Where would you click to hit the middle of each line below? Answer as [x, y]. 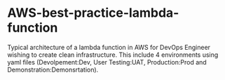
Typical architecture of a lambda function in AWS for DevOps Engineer [109, 47]
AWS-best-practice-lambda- [93, 13]
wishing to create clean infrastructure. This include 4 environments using [113, 55]
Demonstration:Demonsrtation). [53, 69]
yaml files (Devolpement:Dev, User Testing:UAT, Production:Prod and [107, 62]
